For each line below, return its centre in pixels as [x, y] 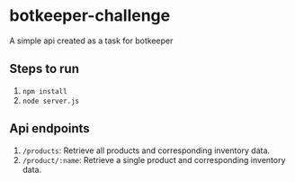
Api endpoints [49, 128]
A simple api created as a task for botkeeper [91, 41]
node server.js [51, 101]
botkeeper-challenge [90, 16]
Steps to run [44, 69]
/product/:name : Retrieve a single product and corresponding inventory [154, 159]
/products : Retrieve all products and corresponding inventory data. [146, 150]
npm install [45, 91]
